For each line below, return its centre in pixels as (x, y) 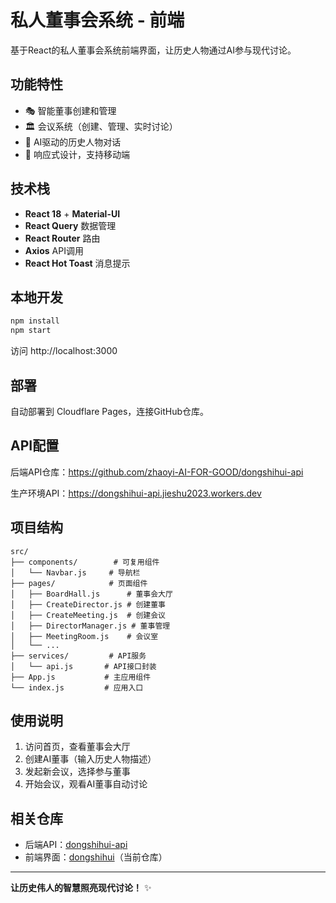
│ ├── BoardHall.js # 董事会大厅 (91, 594)
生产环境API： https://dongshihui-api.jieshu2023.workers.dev (136, 493)
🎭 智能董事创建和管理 (70, 110)
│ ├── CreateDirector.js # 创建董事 (88, 604)
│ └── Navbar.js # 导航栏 (75, 572)
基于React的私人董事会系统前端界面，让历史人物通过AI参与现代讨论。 (153, 50)
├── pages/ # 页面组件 (79, 583)
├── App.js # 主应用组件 (81, 677)
